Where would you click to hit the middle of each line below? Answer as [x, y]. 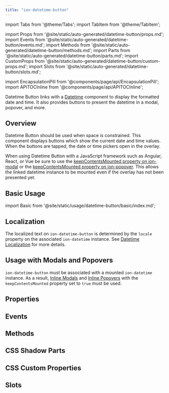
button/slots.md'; [23, 72]
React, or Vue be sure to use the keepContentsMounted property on [76, 161]
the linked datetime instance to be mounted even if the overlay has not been [85, 172]
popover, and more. [26, 107]
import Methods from [68, 45]
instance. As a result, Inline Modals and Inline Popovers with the [72, 278]
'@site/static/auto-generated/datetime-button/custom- [103, 61]
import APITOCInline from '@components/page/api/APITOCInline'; [74, 87]
